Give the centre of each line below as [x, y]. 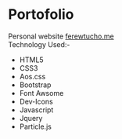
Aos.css [32, 76]
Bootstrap [35, 85]
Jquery [31, 118]
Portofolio [41, 15]
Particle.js [36, 126]
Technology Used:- [39, 44]
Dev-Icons [36, 101]
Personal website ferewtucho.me [61, 36]
